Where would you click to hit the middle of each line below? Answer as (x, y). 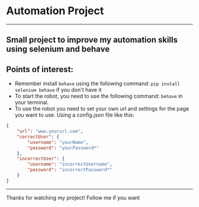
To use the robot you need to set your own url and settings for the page (102, 109)
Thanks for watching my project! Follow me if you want (73, 198)
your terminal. (32, 102)
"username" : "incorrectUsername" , (70, 164)
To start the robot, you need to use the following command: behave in (99, 96)
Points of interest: (40, 69)
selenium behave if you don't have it (58, 90)
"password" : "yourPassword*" (63, 148)
